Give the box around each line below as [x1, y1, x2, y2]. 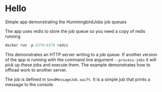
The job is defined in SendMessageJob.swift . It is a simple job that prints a [5, 76, 150, 82]
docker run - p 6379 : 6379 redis [5, 43, 68, 47]
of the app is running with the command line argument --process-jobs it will [5, 57, 157, 62]
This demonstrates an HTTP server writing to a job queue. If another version [5, 51, 158, 57]
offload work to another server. [5, 67, 67, 73]
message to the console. [5, 81, 54, 87]
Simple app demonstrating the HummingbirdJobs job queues [5, 19, 127, 25]
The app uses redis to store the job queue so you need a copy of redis [5, 28, 146, 34]
